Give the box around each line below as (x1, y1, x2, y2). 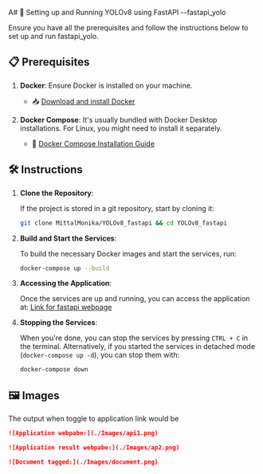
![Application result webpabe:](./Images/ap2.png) (8, 443, 180, 452)
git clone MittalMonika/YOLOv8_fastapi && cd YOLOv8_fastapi (19, 219, 228, 227)
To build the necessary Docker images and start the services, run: (19, 249, 237, 258)
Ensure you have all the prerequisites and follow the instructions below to (8, 23, 249, 32)
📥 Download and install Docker (31, 96, 135, 106)
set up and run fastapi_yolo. (8, 32, 100, 41)
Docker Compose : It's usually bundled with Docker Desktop (19, 115, 218, 124)
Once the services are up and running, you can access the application (19, 294, 250, 304)
